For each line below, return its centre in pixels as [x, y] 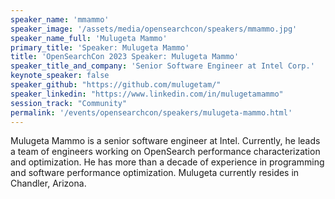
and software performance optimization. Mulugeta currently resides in [155, 173]
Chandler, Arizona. [48, 183]
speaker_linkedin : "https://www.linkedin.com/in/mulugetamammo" [147, 94]
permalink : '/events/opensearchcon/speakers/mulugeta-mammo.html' [151, 112]
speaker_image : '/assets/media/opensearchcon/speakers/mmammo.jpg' [154, 29]
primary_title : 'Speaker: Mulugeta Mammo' [100, 47]
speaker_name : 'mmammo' [60, 19]
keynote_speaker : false [60, 76]
